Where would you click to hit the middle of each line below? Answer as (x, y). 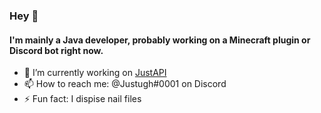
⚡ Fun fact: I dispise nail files (82, 99)
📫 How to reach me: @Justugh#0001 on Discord (125, 84)
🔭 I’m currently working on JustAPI (95, 73)
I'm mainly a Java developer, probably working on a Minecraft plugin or (160, 40)
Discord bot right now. (56, 50)
